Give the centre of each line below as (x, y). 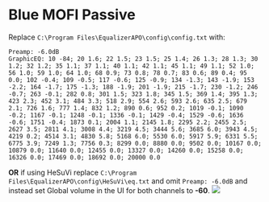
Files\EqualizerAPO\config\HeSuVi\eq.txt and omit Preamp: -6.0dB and (128, 181)
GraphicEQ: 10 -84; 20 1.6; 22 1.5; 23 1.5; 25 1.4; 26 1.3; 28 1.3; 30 (133, 59)
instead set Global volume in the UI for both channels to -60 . (109, 190)
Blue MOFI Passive (72, 15)
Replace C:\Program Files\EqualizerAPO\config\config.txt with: (117, 37)
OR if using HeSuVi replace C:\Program (73, 172)
